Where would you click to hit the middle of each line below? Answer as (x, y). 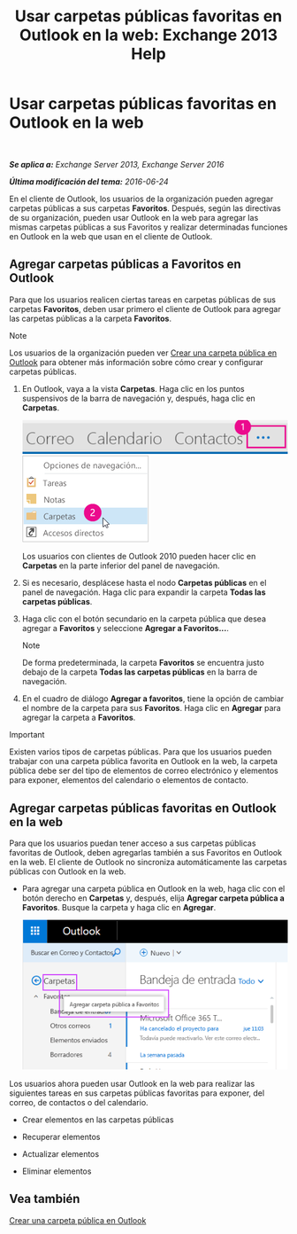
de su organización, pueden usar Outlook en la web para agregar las (134, 217)
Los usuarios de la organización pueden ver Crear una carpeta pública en (143, 353)
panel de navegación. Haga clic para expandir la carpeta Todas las (144, 592)
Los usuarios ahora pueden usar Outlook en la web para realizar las (132, 1083)
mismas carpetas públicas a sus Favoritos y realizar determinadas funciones (148, 227)
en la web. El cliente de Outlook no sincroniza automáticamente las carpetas (148, 863)
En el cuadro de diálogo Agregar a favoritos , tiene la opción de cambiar (153, 699)
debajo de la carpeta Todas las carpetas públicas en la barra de (140, 672)
